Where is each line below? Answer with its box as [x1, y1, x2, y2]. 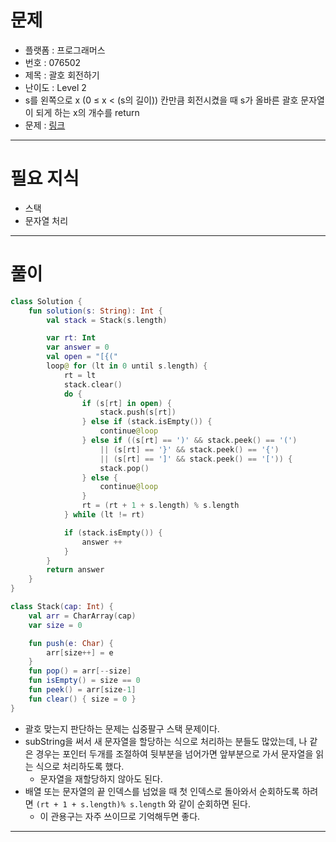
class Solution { [10, 296, 83, 306]
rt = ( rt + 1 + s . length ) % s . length [81, 501, 240, 511]
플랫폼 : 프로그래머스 [24, 44, 106, 56]
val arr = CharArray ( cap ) [28, 611, 137, 621]
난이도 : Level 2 [24, 81, 87, 93]
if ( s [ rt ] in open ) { [81, 398, 172, 408]
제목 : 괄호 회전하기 [24, 69, 100, 81]
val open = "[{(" [46, 352, 118, 362]
